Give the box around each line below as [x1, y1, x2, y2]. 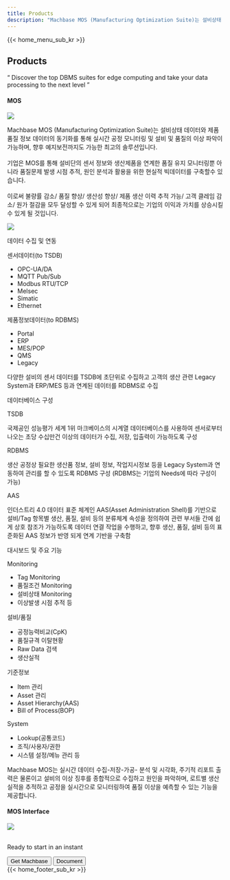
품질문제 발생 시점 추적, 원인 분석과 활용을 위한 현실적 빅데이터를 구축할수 [19, 167, 216, 175]
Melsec [16, 287, 38, 295]
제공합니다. [7, 791, 37, 800]
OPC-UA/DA [16, 265, 53, 273]
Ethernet [16, 301, 42, 309]
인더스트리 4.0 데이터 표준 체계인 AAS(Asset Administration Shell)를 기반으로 [7, 505, 217, 514]
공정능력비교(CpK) [16, 627, 67, 636]
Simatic [16, 294, 39, 302]
